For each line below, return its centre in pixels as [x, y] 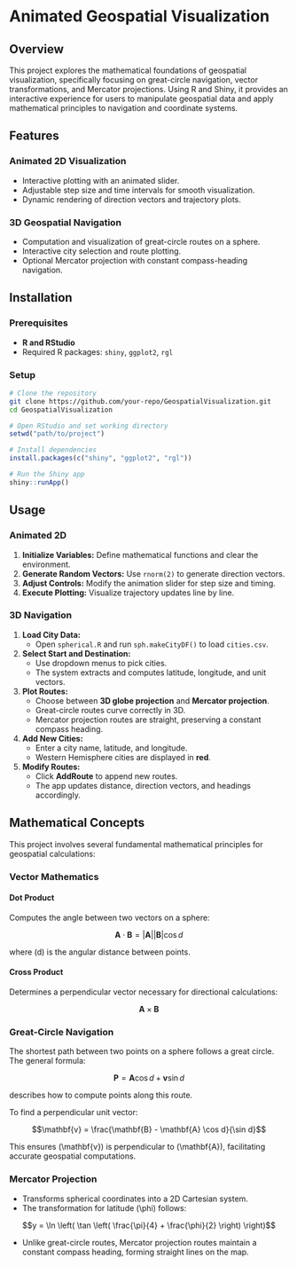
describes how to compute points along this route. [101, 1095]
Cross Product [36, 972]
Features [34, 136]
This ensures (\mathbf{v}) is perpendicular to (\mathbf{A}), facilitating [137, 1147]
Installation [41, 298]
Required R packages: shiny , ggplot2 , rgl [98, 351]
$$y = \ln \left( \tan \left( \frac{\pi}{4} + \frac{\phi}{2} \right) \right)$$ [149, 1225]
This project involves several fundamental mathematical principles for [136, 844]
